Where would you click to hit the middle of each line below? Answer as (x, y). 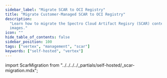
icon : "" (14, 33)
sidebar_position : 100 (29, 42)
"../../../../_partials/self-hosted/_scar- (98, 65)
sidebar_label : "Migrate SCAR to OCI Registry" (55, 10)
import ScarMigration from (32, 65)
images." (19, 28)
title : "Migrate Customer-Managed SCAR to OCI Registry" (65, 14)
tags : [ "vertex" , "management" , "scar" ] (48, 46)
